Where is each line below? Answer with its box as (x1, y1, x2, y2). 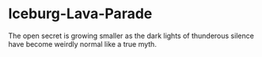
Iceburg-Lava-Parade (8, 5, 153, 23)
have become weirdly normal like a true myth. (8, 39, 157, 48)
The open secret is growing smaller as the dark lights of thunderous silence (8, 31, 255, 40)
